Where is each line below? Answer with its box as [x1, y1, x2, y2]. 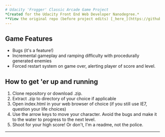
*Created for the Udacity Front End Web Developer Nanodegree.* [5, 12, 139, 17]
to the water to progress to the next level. [12, 116, 96, 122]
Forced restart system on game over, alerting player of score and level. [12, 63, 156, 69]
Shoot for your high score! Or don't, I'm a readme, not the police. [12, 122, 143, 128]
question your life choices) [12, 106, 66, 112]
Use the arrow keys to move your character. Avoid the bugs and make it [12, 111, 157, 117]
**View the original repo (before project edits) [5, 16, 109, 21]
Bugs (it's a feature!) [12, 48, 54, 54]
